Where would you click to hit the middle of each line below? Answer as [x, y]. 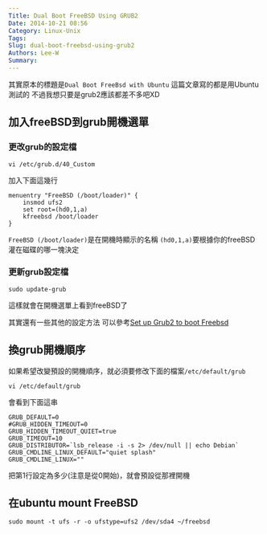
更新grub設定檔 [39, 272]
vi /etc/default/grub [45, 386]
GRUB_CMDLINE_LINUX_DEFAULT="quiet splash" [82, 452]
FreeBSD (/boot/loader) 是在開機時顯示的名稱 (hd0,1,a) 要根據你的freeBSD [132, 239]
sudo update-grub [37, 289]
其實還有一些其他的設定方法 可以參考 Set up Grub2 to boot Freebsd [119, 322]
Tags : [17, 38]
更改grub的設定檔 [43, 147]
